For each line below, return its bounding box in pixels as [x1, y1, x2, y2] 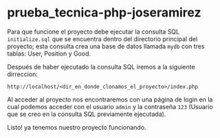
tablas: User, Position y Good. [7, 49, 91, 58]
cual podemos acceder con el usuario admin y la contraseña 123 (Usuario [7, 102, 213, 111]
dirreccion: [7, 70, 38, 78]
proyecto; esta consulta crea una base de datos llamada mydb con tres [7, 42, 205, 50]
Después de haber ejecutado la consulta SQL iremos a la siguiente [7, 62, 195, 71]
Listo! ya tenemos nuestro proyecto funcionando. [7, 123, 146, 131]
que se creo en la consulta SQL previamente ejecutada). [7, 110, 166, 118]
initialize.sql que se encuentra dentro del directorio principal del [7, 34, 198, 43]
